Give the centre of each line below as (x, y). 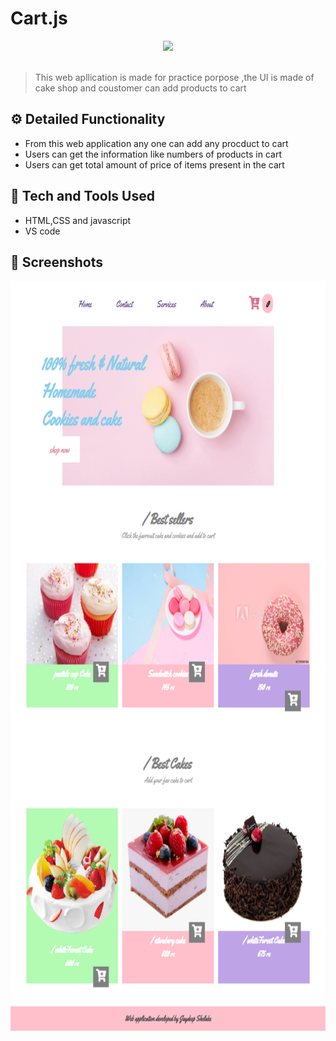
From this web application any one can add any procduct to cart (156, 143)
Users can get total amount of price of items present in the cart (154, 164)
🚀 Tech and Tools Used (82, 196)
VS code (42, 231)
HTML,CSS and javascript (78, 220)
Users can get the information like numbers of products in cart (153, 154)
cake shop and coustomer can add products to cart (140, 88)
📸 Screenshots (57, 262)
